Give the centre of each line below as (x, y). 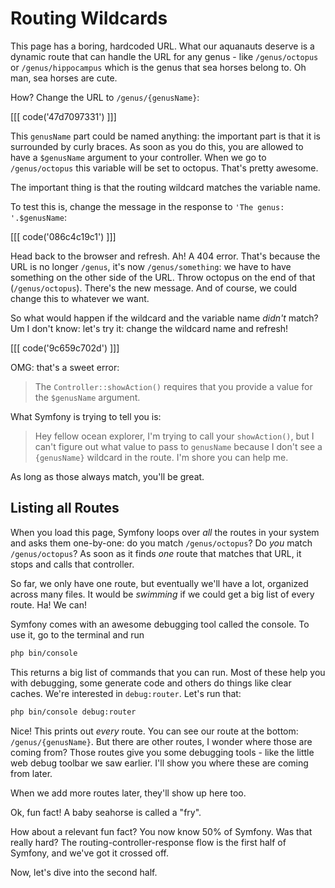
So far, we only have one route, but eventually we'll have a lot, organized (159, 583)
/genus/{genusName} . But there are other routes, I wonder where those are (161, 741)
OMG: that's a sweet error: (65, 367)
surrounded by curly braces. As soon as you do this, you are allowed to (157, 146)
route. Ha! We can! (48, 604)
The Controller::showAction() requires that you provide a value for (173, 386)
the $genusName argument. (87, 397)
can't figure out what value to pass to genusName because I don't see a (178, 446)
